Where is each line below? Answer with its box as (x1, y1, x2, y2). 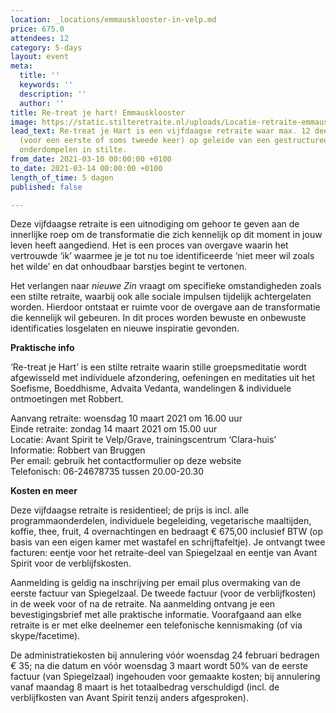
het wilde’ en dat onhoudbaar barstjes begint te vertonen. (10, 261, 248, 273)
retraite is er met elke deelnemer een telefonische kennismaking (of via (10, 619, 303, 631)
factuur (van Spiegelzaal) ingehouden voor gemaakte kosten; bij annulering (10, 671, 321, 683)
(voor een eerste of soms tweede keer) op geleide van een (19, 136, 271, 146)
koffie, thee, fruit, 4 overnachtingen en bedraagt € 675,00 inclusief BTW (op (10, 526, 324, 538)
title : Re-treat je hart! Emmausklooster (10, 107, 186, 118)
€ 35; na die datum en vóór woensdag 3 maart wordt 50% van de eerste (10, 660, 308, 672)
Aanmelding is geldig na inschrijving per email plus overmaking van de (10, 577, 301, 589)
